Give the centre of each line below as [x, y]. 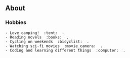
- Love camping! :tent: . [35, 33]
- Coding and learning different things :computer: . [65, 50]
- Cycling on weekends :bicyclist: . [47, 41]
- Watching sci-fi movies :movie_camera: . [54, 46]
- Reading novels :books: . [37, 37]
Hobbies [16, 22]
